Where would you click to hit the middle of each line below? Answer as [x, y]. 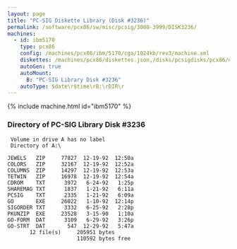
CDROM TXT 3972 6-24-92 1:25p [71, 183]
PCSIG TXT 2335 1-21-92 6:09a [71, 195]
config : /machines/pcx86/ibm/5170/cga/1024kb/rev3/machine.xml [115, 54]
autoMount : [36, 73]
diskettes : [36, 60]
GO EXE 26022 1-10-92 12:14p [71, 201]
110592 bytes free [104, 238]
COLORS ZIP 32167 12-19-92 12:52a [71, 164]
